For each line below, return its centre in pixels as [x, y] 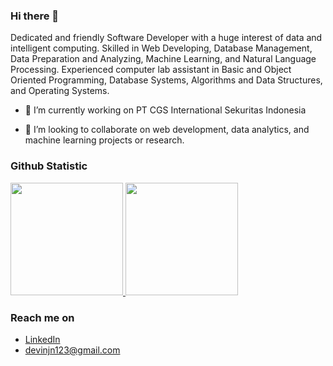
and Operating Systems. [60, 91]
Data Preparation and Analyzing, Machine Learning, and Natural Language [163, 59]
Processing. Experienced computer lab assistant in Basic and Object [151, 70]
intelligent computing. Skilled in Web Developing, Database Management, [161, 48]
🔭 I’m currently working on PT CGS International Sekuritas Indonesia [165, 110]
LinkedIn [42, 339]
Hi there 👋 [35, 16]
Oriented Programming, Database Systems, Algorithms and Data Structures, [166, 80]
